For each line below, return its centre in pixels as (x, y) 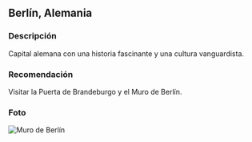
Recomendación (41, 74)
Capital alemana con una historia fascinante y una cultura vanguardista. (126, 53)
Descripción (33, 36)
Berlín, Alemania (50, 13)
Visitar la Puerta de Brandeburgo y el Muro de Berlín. (95, 91)
